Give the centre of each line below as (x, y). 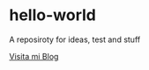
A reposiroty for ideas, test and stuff (75, 39)
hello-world (53, 15)
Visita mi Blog (34, 56)
